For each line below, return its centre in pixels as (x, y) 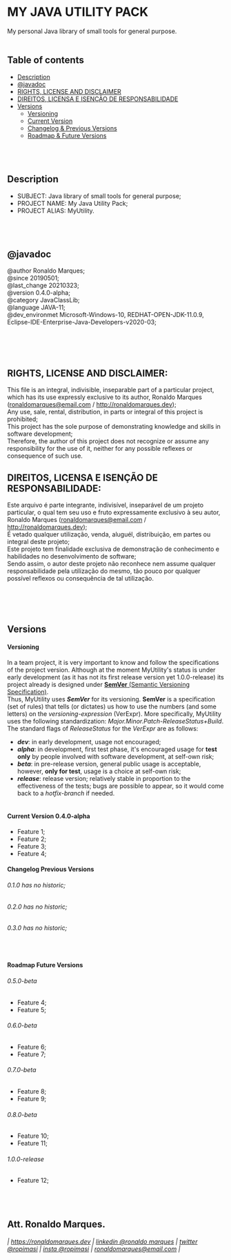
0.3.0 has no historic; (37, 928)
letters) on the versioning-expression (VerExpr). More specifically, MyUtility (114, 714)
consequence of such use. (45, 456)
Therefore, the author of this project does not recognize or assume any (108, 441)
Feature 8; (32, 1092)
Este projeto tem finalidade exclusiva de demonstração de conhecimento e (113, 549)
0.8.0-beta (22, 1114)
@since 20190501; (33, 278)
